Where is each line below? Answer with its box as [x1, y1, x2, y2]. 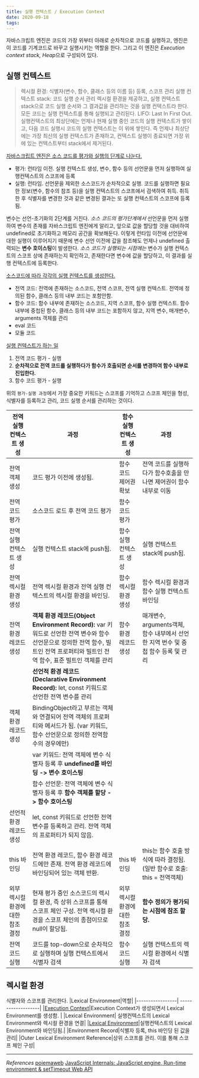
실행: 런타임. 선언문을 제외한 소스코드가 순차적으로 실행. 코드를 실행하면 [14, 180, 179, 187]
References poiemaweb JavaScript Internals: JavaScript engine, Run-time [6, 1060, 187, 1066]
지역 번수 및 [149, 638, 180, 647]
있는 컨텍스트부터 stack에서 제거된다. [27, 140, 114, 147]
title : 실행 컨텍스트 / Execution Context [6, 8, 105, 15]
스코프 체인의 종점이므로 [44, 916, 108, 924]
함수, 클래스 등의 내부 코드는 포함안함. [25, 292, 113, 299]
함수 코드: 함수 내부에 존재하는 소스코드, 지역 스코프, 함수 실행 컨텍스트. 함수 [14, 300, 190, 307]
